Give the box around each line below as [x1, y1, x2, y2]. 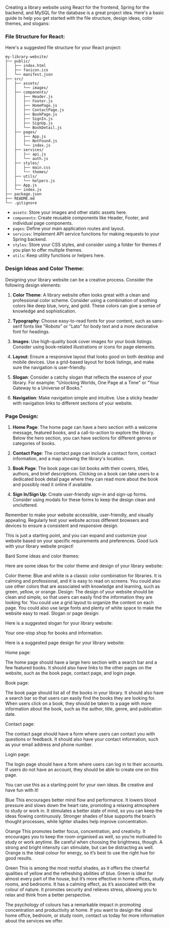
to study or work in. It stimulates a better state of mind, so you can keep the [5, 808, 162, 814]
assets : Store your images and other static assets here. [12, 210, 128, 216]
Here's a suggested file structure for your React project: [5, 45, 122, 51]
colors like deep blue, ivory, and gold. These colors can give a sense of [12, 302, 161, 308]
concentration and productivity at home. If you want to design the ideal [5, 907, 153, 913]
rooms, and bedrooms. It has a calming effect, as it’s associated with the [5, 881, 155, 887]
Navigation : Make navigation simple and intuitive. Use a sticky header [12, 394, 158, 400]
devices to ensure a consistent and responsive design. [5, 522, 119, 529]
